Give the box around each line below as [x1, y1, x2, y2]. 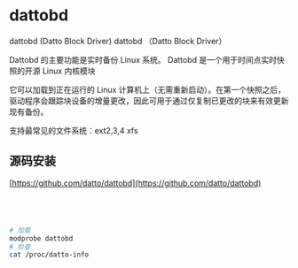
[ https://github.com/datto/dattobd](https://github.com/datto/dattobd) [9, 178, 262, 188]
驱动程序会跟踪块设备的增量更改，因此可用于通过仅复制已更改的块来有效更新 [9, 95, 289, 106]
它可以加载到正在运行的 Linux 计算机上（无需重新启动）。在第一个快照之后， [9, 84, 286, 95]
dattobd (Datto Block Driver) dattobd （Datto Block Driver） [9, 35, 227, 46]
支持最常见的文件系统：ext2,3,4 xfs [9, 125, 139, 135]
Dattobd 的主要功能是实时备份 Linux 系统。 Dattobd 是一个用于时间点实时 [9, 54, 278, 65]
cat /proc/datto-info [9, 250, 90, 259]
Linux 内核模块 [42, 65, 96, 76]
